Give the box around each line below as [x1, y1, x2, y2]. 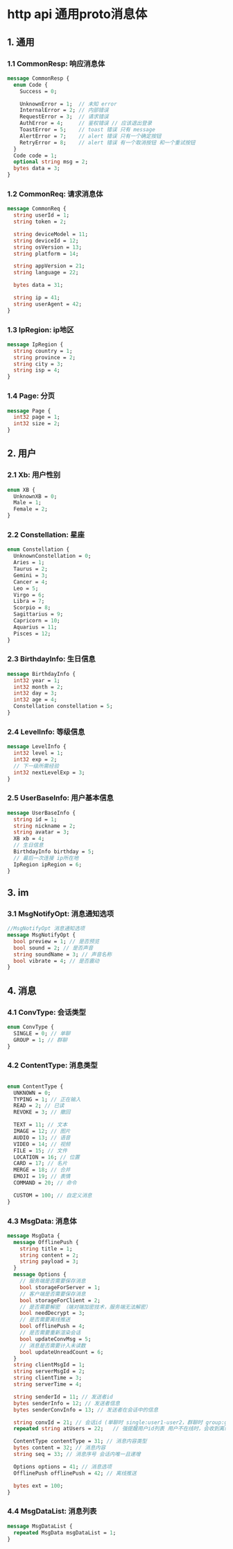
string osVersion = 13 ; [13, 244, 82, 251]
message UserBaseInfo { [7, 809, 76, 816]
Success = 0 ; [19, 88, 58, 94]
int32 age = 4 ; [13, 696, 58, 704]
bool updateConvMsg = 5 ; [19, 1335, 92, 1343]
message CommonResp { [7, 74, 70, 82]
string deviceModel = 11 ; [13, 231, 89, 238]
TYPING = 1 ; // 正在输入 [13, 1095, 81, 1103]
